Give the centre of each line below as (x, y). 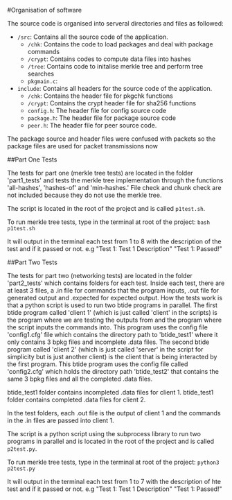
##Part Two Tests (32, 262)
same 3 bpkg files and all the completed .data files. (80, 379)
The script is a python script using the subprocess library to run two (104, 434)
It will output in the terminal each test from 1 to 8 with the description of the (114, 241)
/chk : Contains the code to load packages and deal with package (120, 44)
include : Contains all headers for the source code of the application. (115, 88)
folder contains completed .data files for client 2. (77, 399)
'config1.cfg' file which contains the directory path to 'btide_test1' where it (113, 335)
